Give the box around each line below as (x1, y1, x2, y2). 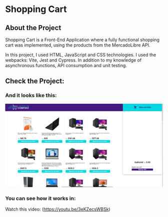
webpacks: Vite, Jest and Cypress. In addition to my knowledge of (5, 57, 142, 63)
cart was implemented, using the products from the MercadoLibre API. (5, 42, 150, 48)
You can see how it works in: (5, 194, 76, 201)
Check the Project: (5, 77, 64, 86)
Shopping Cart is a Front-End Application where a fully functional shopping (5, 37, 160, 43)
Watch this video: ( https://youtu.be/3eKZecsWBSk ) (5, 206, 110, 212)
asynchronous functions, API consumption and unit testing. (5, 63, 127, 68)
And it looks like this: (5, 92, 57, 99)
